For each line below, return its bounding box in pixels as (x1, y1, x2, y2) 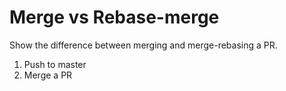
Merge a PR (23, 69, 73, 81)
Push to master (23, 58, 87, 70)
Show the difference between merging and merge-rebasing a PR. (9, 39, 278, 51)
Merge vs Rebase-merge (9, 6, 220, 29)
